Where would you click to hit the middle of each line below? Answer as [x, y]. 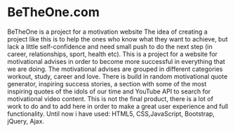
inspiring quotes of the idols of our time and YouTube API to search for [109, 91]
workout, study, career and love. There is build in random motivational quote [117, 76]
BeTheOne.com [54, 12]
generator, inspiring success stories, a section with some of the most [107, 84]
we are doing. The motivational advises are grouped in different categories [115, 69]
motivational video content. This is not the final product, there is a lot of [110, 98]
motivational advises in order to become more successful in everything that [116, 61]
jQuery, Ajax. [26, 121]
